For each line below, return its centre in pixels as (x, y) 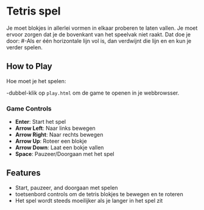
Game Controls (29, 109)
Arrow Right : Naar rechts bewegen (59, 135)
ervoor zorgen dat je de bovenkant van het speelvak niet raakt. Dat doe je (98, 34)
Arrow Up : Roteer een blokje (51, 141)
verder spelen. (24, 47)
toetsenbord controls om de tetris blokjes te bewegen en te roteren (99, 194)
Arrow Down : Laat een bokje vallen (59, 147)
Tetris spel (33, 11)
